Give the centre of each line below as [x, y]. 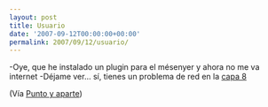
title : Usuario [37, 26]
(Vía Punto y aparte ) [46, 94]
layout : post [33, 17]
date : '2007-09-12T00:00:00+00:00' [75, 34]
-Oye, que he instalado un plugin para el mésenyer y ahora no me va [134, 67]
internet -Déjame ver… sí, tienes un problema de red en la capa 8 [128, 77]
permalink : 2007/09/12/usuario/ [69, 42]
